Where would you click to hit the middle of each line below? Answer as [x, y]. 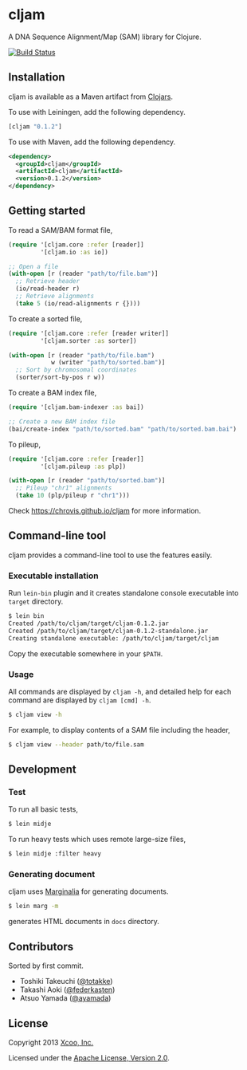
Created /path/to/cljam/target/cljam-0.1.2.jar [89, 624]
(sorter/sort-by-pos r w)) [60, 378]
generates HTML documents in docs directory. [84, 922]
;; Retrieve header [48, 281]
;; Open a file [33, 266]
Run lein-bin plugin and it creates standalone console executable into [123, 593]
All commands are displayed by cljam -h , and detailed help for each [120, 691]
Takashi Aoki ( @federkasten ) [67, 989]
